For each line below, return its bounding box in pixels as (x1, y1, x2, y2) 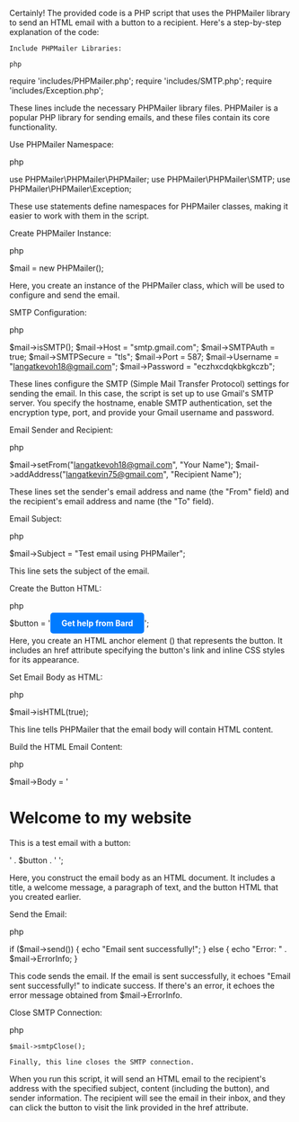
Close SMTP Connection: (9, 1007, 103, 1018)
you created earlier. (9, 891, 82, 902)
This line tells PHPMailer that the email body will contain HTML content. (9, 724, 274, 735)
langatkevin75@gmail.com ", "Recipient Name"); (66, 469, 242, 479)
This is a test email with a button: (9, 837, 132, 848)
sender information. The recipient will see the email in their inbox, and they (9, 1092, 286, 1103)
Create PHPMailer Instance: (9, 228, 112, 238)
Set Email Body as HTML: (9, 672, 103, 682)
